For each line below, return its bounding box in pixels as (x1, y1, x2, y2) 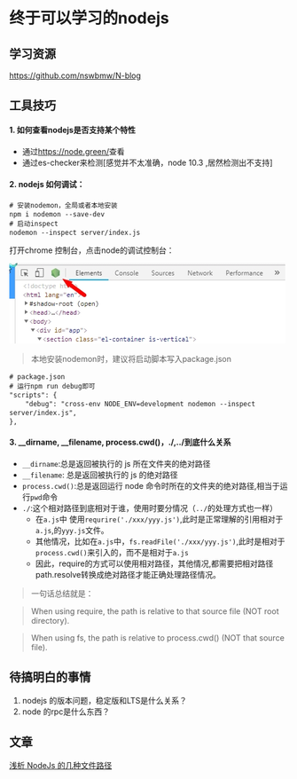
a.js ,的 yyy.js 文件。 (35, 525, 109, 535)
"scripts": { (9, 390, 58, 399)
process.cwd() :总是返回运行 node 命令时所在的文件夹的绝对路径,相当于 (21, 481, 281, 491)
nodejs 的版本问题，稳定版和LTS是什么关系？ (21, 695, 188, 705)
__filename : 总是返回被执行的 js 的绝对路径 (21, 469, 179, 480)
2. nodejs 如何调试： (9, 179, 85, 190)
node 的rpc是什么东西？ (21, 706, 111, 717)
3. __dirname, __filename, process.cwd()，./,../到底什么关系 (9, 437, 231, 448)
